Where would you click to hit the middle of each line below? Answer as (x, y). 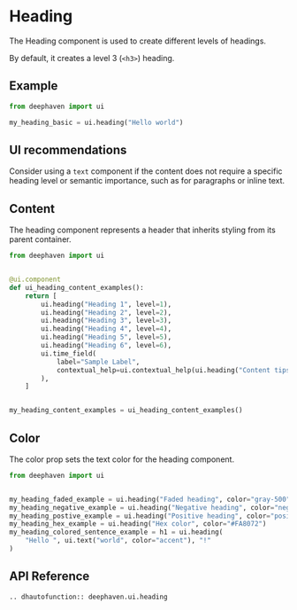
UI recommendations (68, 149)
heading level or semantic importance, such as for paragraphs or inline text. (147, 181)
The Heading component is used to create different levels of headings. (138, 41)
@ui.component (35, 279)
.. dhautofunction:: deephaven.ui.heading (88, 597)
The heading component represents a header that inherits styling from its (142, 230)
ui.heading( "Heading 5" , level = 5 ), (107, 337)
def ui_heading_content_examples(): (76, 287)
